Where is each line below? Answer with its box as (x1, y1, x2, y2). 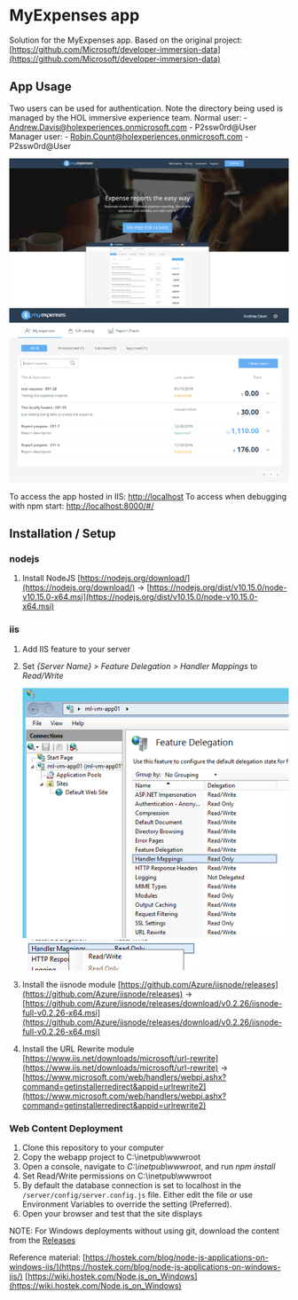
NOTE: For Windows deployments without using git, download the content (9, 1225, 279, 1236)
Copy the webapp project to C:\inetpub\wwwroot (21, 1152, 201, 1162)
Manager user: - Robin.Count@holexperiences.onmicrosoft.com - (9, 130, 249, 142)
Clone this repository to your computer (21, 1142, 164, 1154)
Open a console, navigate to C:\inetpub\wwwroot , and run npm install (21, 1162, 276, 1172)
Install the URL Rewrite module (21, 1044, 135, 1054)
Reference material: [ (9, 1252, 86, 1263)
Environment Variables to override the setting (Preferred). (21, 1199, 232, 1209)
